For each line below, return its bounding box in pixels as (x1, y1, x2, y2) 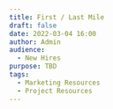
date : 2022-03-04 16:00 (9, 29, 97, 38)
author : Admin (9, 37, 62, 47)
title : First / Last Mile (9, 12, 104, 22)
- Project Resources (17, 86, 93, 95)
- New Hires (17, 54, 62, 62)
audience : (9, 46, 46, 54)
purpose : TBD (9, 62, 57, 71)
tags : (9, 70, 29, 79)
